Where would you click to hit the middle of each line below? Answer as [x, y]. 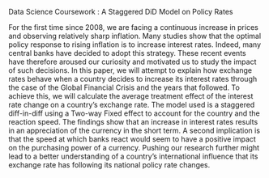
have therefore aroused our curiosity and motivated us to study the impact [132, 61]
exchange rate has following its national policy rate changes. [109, 165]
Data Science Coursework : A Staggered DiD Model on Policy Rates [121, 12]
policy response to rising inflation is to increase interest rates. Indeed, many [135, 44]
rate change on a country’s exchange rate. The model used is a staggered [132, 105]
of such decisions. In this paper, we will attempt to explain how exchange [130, 70]
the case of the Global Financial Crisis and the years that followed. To [124, 87]
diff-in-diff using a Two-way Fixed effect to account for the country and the [134, 113]
